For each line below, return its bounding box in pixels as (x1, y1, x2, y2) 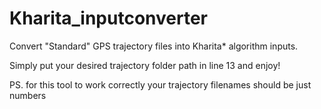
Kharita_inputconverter (9, 7, 209, 30)
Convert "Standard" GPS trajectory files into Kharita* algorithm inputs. (9, 40, 299, 52)
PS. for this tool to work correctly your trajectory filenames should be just (9, 78, 312, 91)
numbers (9, 89, 47, 101)
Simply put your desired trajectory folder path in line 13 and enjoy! (9, 59, 281, 71)
